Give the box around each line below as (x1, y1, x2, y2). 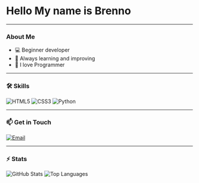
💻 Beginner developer (14, 46, 70, 54)
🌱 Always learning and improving (14, 55, 95, 62)
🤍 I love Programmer (14, 61, 65, 69)
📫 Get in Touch (6, 118, 52, 127)
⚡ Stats (6, 155, 27, 163)
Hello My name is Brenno (6, 4, 131, 18)
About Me (6, 33, 36, 41)
